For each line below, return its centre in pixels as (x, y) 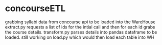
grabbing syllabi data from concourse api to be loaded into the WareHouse (80, 22)
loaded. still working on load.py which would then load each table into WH (80, 37)
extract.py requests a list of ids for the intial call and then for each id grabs (80, 27)
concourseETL (35, 8)
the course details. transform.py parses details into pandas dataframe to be (81, 32)
